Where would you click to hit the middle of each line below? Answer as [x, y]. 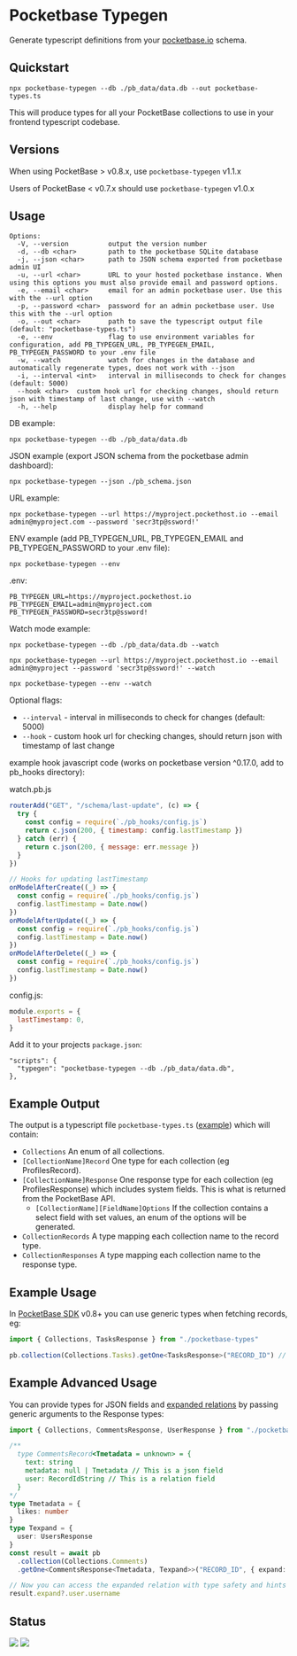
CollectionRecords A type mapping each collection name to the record [150, 1236]
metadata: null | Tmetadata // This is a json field [124, 1471]
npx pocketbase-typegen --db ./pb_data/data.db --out [110, 88]
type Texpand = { [41, 1528]
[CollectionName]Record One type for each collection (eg [126, 1161]
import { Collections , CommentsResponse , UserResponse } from [126, 1430]
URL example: [34, 498]
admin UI [25, 268]
